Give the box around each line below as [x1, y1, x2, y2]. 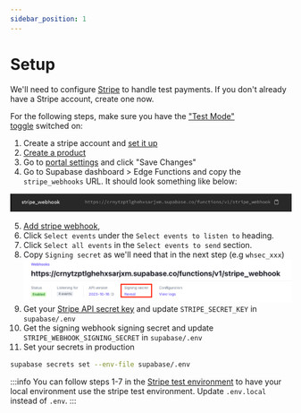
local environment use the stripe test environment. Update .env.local [10, 385, 267, 396]
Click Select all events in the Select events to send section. [22, 240, 253, 251]
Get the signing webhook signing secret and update [22, 323, 213, 333]
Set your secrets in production [22, 341, 135, 352]
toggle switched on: [10, 120, 83, 131]
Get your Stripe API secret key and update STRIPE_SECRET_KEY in [22, 303, 257, 314]
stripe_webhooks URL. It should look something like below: [22, 176, 238, 186]
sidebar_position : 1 [10, 14, 88, 23]
